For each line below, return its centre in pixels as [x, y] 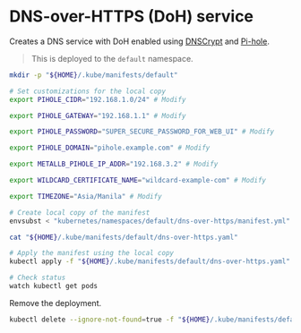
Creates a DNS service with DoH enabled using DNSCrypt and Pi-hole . [140, 41]
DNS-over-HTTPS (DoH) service [131, 17]
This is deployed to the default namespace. [112, 58]
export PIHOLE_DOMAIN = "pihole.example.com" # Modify [110, 148]
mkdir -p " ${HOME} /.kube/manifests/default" [94, 75]
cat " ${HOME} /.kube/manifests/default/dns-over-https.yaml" [124, 237]
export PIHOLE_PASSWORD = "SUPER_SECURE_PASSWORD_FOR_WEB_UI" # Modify [142, 132]
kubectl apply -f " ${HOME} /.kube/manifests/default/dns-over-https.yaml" [150, 261]
